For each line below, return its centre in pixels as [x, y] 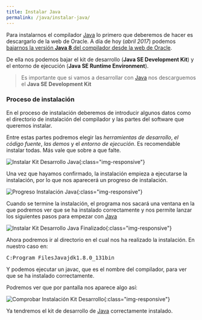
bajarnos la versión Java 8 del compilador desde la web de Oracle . [89, 47]
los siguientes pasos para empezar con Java [62, 216]
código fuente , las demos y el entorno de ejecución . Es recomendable [93, 143]
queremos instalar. [29, 125]
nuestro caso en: [27, 246]
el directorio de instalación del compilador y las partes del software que [95, 119]
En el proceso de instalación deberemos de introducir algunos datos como [99, 113]
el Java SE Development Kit [56, 84]
